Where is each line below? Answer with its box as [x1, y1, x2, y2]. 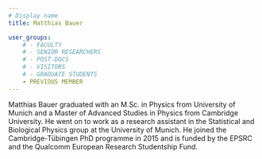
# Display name [8, 11, 59, 20]
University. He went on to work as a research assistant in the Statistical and [8, 116, 255, 126]
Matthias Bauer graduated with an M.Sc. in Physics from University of [8, 99, 236, 109]
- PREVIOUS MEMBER [22, 77, 83, 86]
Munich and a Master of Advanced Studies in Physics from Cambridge [8, 108, 239, 118]
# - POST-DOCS [22, 56, 69, 64]
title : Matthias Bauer [8, 19, 83, 27]
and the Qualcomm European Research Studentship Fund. [8, 142, 198, 151]
